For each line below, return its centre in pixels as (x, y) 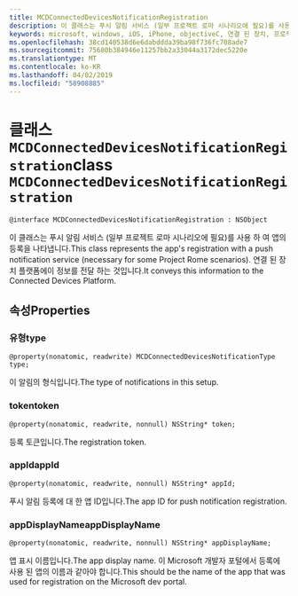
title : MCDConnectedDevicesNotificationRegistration (109, 17)
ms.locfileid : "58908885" (57, 83)
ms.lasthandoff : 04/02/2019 (61, 75)
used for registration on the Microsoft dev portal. (98, 582)
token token (34, 406)
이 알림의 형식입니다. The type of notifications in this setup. (114, 382)
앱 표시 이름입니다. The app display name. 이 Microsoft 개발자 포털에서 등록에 (145, 561)
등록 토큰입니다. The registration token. (78, 442)
